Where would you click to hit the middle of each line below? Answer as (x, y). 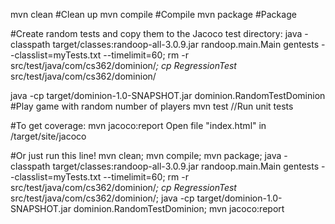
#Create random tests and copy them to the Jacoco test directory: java (156, 33)
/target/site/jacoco (48, 136)
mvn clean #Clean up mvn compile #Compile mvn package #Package (153, 14)
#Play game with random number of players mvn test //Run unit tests (152, 106)
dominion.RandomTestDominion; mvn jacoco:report (179, 208)
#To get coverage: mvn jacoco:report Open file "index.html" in (138, 125)
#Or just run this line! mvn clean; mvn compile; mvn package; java (146, 155)
